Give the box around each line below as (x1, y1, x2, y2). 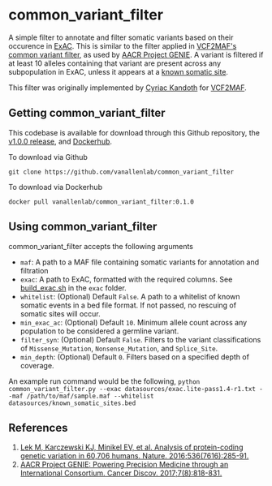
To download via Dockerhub (8, 182, 103, 191)
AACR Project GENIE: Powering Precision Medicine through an (19, 460, 229, 470)
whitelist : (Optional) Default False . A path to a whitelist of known (19, 291, 241, 301)
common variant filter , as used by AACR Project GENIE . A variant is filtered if (8, 49, 264, 59)
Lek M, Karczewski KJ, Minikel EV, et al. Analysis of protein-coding (19, 442, 244, 452)
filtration (19, 265, 49, 275)
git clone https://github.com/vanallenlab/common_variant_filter (8, 168, 234, 176)
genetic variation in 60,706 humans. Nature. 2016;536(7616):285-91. (19, 451, 249, 461)
